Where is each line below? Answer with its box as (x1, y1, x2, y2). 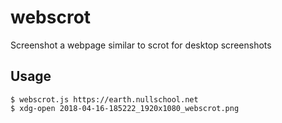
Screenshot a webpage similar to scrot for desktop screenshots (10, 39, 272, 51)
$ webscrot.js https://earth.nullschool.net (10, 94, 199, 105)
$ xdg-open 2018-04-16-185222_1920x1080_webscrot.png (10, 103, 240, 113)
